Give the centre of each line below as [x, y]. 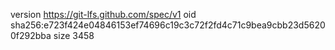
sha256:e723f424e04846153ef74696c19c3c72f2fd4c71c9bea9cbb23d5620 [168, 25]
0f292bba [31, 35]
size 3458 [74, 35]
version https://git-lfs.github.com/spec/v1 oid [103, 14]
